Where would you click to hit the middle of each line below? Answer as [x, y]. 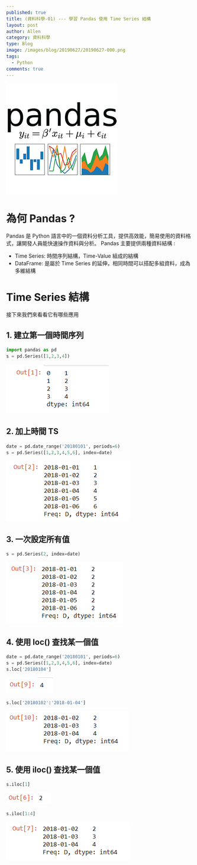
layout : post [22, 25]
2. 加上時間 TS [33, 431]
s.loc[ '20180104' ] [29, 669]
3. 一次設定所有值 [38, 539]
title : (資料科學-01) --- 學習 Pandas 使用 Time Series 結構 [78, 19]
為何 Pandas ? [41, 218]
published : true [26, 12]
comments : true [25, 69]
